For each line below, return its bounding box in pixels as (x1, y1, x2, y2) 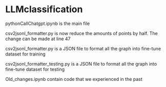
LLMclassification (5, 4, 83, 15)
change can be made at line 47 (5, 36, 71, 42)
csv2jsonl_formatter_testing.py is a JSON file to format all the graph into (5, 61, 157, 67)
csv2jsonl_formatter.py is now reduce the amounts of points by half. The (5, 30, 158, 36)
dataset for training (5, 51, 46, 57)
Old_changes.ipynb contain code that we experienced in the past (5, 76, 142, 82)
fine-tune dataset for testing (5, 66, 65, 72)
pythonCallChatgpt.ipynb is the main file (5, 20, 90, 26)
